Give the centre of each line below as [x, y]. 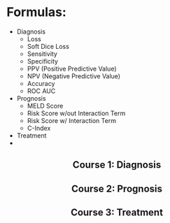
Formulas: [37, 12]
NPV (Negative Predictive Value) [73, 76]
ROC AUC [41, 91]
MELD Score [45, 106]
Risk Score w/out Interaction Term [76, 113]
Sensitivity [42, 54]
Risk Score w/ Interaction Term [72, 120]
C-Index [39, 128]
